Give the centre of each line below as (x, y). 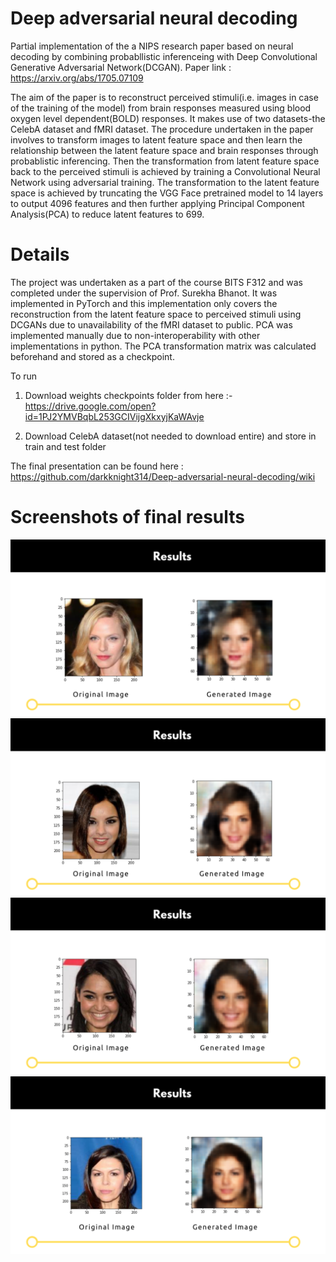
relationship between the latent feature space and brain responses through (164, 150)
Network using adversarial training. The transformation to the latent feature (165, 182)
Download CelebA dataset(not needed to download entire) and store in (170, 436)
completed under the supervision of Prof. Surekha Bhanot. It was (144, 293)
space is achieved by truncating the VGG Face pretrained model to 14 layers (167, 193)
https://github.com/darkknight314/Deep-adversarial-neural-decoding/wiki (163, 476)
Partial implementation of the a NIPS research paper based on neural (152, 46)
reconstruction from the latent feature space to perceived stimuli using (156, 314)
